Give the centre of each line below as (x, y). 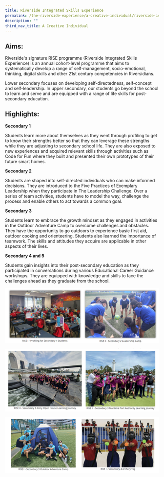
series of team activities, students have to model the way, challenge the (77, 196)
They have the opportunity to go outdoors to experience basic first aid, (76, 231)
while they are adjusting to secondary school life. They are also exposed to (80, 146)
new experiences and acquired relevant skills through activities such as (77, 151)
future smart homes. (26, 161)
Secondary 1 (18, 126)
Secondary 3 (18, 211)
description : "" (21, 21)
